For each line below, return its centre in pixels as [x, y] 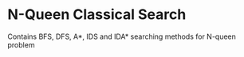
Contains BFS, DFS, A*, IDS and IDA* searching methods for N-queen [122, 36]
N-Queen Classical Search [97, 15]
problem [21, 44]
